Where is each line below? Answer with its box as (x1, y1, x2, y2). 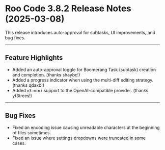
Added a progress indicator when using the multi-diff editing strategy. (12, 77, 154, 83)
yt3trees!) (12, 93, 32, 99)
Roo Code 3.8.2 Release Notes (5, 3, 132, 14)
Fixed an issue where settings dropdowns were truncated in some (12, 135, 146, 141)
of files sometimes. (12, 129, 51, 135)
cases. (12, 140, 26, 146)
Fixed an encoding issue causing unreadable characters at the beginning (12, 125, 160, 130)
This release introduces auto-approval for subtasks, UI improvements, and (5, 29, 156, 35)
